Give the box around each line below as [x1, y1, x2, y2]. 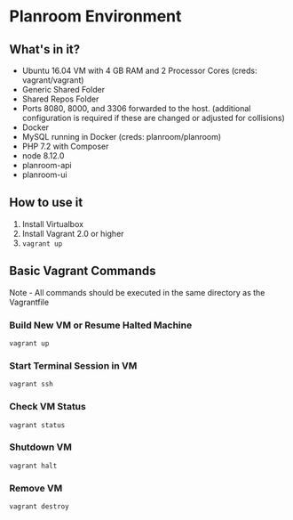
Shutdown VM [9, 441, 73, 453]
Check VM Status [9, 401, 86, 413]
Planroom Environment [9, 6, 182, 27]
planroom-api [21, 160, 73, 170]
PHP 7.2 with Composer [21, 141, 109, 151]
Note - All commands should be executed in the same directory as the [9, 287, 265, 297]
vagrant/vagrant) [21, 75, 84, 85]
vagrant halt [9, 461, 58, 470]
